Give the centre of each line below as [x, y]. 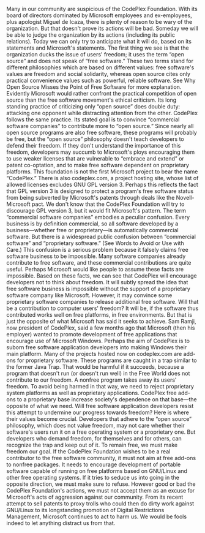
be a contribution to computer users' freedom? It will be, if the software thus [102, 308]
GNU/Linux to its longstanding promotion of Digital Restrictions [85, 510]
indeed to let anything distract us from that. [61, 523]
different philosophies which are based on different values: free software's [100, 67]
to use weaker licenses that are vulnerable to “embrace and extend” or [95, 158]
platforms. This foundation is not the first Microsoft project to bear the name [102, 172]
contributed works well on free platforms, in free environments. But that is [99, 315]
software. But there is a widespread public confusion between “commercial [101, 236]
